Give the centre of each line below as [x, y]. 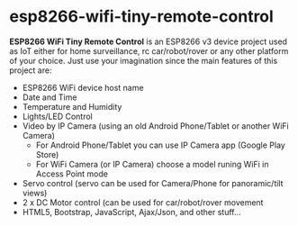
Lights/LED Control [57, 116]
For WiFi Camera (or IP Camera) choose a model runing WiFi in [152, 164]
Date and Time [50, 97]
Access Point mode [72, 174]
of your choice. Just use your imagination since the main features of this [144, 60]
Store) [47, 154]
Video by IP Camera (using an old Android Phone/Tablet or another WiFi [156, 126]
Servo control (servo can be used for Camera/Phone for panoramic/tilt [153, 183]
